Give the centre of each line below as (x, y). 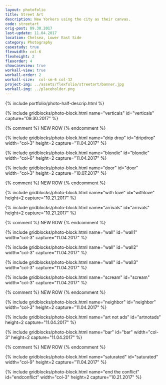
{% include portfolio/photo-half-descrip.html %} (55, 103)
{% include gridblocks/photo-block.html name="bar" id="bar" (69, 332)
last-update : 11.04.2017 (31, 33)
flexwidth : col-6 (23, 52)
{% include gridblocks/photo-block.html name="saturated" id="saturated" (82, 356)
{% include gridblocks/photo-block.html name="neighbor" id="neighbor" (81, 302)
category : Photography (29, 43)
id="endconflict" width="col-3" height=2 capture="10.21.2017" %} (73, 377)
